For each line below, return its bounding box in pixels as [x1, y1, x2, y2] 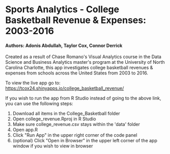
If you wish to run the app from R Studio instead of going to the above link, [5, 95, 161, 101]
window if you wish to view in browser [12, 143, 93, 149]
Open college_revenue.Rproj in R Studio [12, 116, 96, 122]
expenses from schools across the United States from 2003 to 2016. [5, 70, 149, 76]
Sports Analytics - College [5, 4, 120, 15]
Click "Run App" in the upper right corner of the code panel [12, 132, 137, 138]
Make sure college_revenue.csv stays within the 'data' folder [12, 121, 140, 127]
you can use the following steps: [5, 100, 73, 107]
